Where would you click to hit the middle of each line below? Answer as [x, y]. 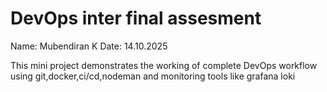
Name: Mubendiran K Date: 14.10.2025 [89, 46]
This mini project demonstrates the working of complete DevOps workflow [164, 65]
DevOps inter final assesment [136, 18]
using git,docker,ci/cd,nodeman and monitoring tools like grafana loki [153, 76]
